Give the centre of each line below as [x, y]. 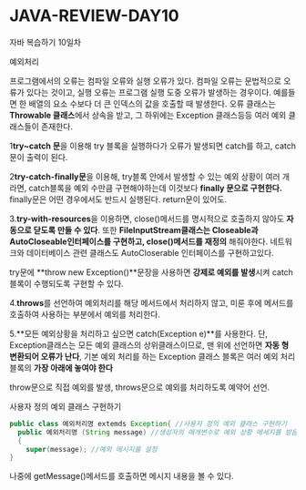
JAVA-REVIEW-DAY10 [94, 16]
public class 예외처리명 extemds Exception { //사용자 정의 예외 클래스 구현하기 [148, 424]
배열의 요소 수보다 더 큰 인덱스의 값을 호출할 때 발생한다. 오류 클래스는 [152, 103]
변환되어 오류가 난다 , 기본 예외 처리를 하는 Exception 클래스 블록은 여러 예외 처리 [153, 356]
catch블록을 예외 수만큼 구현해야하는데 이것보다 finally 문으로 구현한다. [155, 188]
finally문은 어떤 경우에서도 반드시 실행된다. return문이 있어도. [118, 199]
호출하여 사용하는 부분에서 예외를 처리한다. [85, 314]
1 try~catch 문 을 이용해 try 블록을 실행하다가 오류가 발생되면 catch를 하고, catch [153, 146]
